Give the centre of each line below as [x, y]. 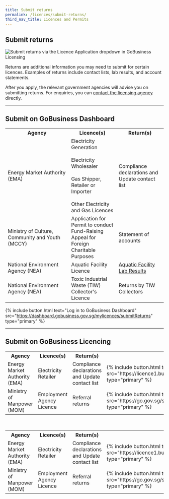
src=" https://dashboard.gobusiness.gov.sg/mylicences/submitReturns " [79, 316]
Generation [84, 147]
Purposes [82, 256]
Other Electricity [90, 204]
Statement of [134, 234]
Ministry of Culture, [31, 231]
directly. [14, 98]
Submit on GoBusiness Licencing [58, 341]
